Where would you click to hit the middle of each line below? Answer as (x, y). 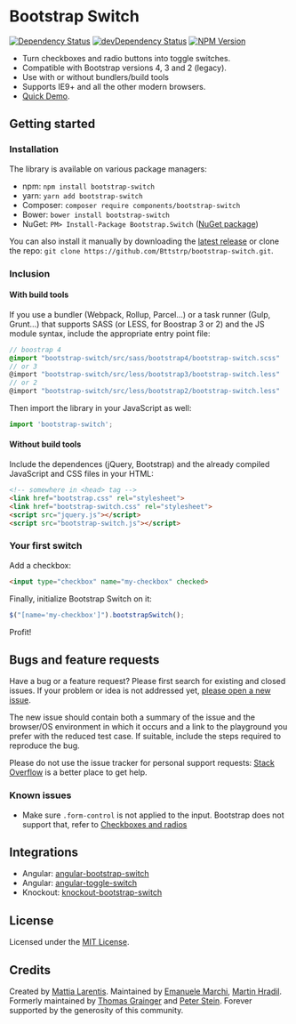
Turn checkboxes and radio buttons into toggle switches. (126, 58)
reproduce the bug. (44, 746)
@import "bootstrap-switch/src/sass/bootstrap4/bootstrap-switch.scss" (144, 358)
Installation (34, 149)
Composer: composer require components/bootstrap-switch (131, 205)
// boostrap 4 (36, 350)
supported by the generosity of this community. (96, 1011)
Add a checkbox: (40, 565)
